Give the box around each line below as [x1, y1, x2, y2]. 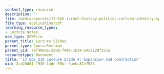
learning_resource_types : [5, 25, 58, 30]
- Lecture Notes [5, 30, 38, 35]
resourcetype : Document [5, 52, 54, 57]
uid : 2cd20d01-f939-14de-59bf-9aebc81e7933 [5, 61, 95, 66]
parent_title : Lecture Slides [5, 39, 67, 44]
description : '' [5, 12, 38, 17]
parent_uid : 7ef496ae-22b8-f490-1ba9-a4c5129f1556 [5, 48, 110, 53]
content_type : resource [5, 7, 54, 12]
